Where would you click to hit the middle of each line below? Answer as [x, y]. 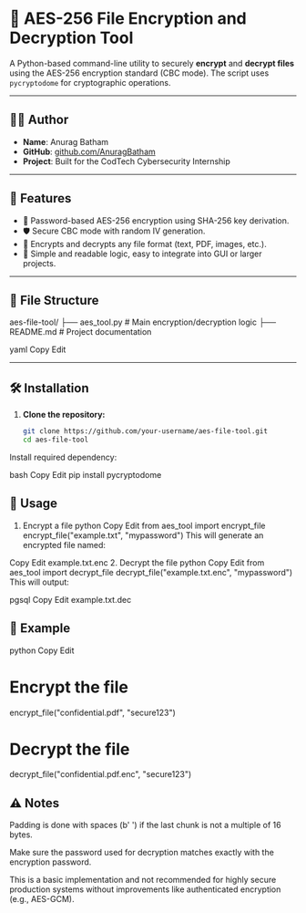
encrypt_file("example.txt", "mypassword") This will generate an [143, 535]
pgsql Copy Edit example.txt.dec [71, 599]
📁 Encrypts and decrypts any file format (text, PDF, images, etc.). [144, 244]
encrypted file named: [64, 545]
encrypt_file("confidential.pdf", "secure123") [92, 712]
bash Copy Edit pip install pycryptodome [86, 474]
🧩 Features [41, 198]
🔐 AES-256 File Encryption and [128, 19]
